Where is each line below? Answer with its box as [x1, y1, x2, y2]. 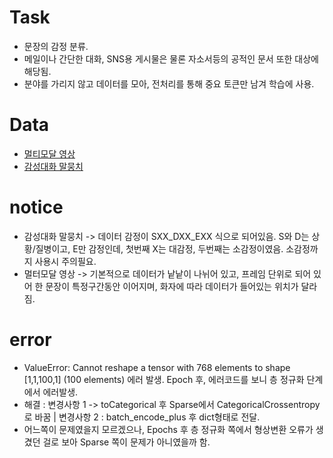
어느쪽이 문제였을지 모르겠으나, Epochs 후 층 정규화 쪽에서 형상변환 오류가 [23, 423, 314, 435]
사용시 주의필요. [34, 255, 97, 267]
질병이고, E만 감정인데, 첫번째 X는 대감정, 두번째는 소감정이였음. [35, 242, 284, 255]
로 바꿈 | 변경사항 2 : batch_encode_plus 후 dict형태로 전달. [23, 411, 261, 423]
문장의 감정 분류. [23, 40, 89, 52]
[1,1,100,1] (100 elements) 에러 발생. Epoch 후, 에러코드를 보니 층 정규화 [23, 373, 305, 385]
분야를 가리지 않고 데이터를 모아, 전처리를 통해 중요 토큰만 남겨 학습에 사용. [23, 77, 315, 90]
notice [9, 196, 64, 219]
